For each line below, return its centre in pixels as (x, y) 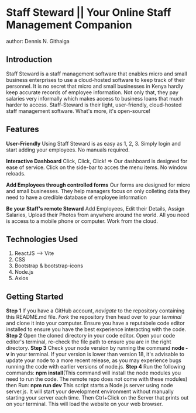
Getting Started (35, 296)
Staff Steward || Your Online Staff (89, 13)
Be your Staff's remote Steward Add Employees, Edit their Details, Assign (95, 208)
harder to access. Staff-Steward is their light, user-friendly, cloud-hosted (94, 105)
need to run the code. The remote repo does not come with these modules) (97, 379)
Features (23, 130)
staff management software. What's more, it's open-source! (78, 111)
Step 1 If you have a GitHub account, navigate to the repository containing (95, 311)
